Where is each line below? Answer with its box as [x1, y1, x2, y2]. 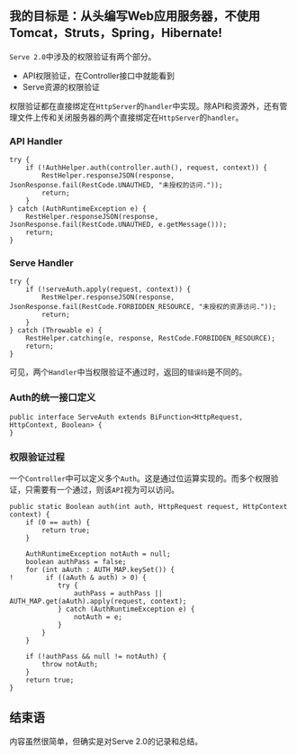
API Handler [9, 134, 63, 147]
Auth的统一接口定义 [9, 391, 96, 404]
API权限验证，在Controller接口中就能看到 [22, 70, 175, 81]
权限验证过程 [9, 450, 66, 463]
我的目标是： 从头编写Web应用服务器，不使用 [9, 8, 261, 24]
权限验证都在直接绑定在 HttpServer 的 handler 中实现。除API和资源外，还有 [9, 100, 281, 111]
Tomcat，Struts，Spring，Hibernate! [9, 25, 223, 41]
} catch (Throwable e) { [9, 326, 103, 335]
